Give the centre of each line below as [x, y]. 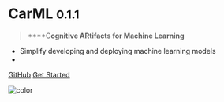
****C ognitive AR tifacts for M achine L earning [106, 36]
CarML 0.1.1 [44, 14]
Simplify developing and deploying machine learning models [118, 51]
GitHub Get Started [39, 74]
